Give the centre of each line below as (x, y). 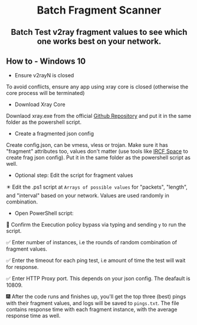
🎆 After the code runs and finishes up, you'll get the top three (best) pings (96, 297)
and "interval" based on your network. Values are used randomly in (88, 196)
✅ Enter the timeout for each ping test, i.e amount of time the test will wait (96, 261)
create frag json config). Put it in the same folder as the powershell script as (98, 157)
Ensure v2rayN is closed (44, 75)
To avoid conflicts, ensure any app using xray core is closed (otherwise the (97, 87)
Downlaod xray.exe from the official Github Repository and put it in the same (99, 116)
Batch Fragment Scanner (99, 10)
